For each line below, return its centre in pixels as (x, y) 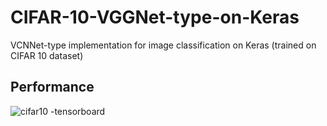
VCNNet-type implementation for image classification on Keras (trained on (163, 45)
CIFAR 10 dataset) (47, 55)
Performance (52, 87)
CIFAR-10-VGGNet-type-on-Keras (155, 17)
